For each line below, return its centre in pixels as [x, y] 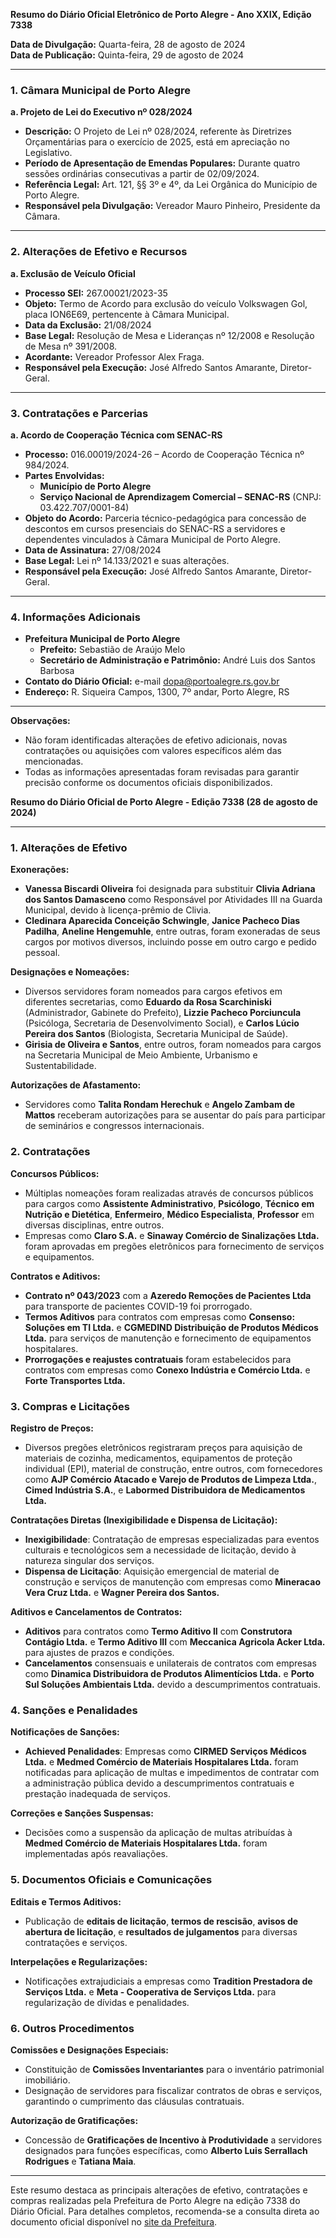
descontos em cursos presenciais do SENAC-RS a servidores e [155, 528]
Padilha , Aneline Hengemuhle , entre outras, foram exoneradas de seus [172, 931]
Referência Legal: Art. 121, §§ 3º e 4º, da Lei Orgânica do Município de [171, 185]
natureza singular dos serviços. [89, 1561]
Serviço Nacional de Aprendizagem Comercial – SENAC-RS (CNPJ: [180, 496]
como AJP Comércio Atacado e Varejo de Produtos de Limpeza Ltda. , [170, 1480]
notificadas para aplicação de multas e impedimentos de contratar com [172, 1773]
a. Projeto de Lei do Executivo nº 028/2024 [101, 112]
